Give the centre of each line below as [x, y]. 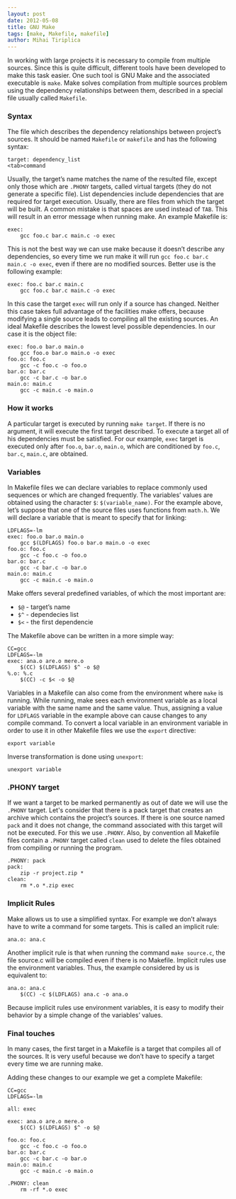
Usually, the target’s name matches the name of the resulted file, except [112, 179]
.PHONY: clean [28, 1183]
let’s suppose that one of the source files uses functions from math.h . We [114, 510]
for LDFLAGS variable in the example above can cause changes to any [107, 715]
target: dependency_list [44, 160]
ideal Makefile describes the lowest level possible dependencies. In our [112, 326]
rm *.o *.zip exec [47, 886]
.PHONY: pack [27, 861]
